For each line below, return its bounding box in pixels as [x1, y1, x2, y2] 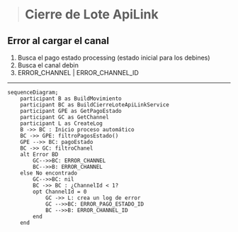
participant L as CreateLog [20, 120, 103, 127]
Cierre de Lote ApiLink [24, 6, 159, 23]
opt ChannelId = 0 [33, 188, 87, 195]
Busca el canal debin [17, 61, 79, 70]
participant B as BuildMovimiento [20, 95, 122, 102]
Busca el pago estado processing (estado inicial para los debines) [17, 53, 210, 62]
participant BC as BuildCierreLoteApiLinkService [20, 101, 170, 109]
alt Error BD [20, 151, 59, 158]
